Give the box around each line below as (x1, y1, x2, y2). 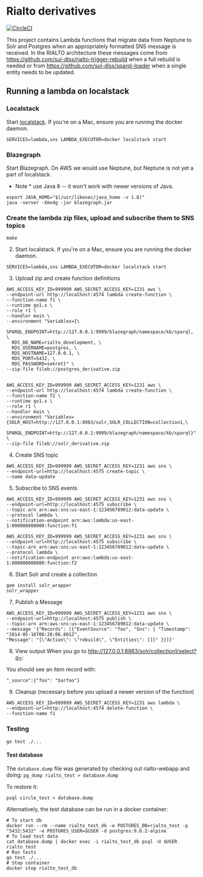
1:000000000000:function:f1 (6, 523, 78, 529)
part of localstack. (6, 170, 52, 178)
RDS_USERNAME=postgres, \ (12, 345, 78, 351)
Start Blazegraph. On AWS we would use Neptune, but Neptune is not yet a (6, 164, 194, 172)
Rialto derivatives (6, 4, 96, 18)
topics (6, 221, 25, 229)
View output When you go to (15, 648, 87, 655)
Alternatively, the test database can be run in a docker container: (6, 805, 168, 813)
